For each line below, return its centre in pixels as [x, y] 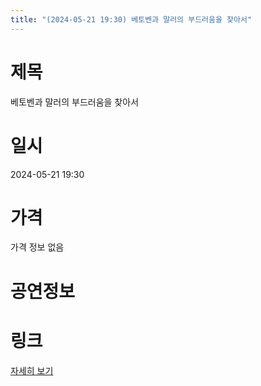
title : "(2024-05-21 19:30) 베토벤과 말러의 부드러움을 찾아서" [131, 19]
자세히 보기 [32, 370]
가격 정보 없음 [37, 247]
